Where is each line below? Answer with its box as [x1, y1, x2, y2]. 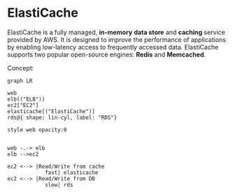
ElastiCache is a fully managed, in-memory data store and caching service [7, 28, 226, 36]
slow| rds [44, 181, 73, 188]
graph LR [7, 77, 33, 85]
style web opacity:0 [7, 126, 68, 133]
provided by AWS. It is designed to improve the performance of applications [7, 35, 226, 43]
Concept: [7, 64, 34, 72]
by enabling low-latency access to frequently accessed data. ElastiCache [7, 43, 219, 51]
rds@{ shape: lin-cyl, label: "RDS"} [7, 114, 118, 121]
